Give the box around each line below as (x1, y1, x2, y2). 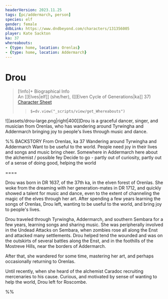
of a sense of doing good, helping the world (5, 160, 96, 166)
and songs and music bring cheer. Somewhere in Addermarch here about (5, 149, 158, 155)
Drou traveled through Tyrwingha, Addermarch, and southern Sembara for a (5, 216, 163, 222)
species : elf (5, 17, 33, 22)
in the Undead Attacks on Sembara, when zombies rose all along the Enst (5, 227, 158, 233)
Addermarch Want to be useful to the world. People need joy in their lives (5, 144, 157, 150)
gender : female (5, 21, 37, 27)
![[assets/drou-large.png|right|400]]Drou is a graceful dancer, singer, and (5, 118, 158, 124)
